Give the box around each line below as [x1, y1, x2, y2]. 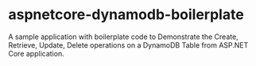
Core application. [8, 49, 65, 58]
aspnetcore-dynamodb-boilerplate [8, 6, 244, 24]
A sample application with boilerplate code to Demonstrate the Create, [8, 32, 239, 41]
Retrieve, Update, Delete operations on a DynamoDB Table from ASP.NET [8, 40, 249, 49]
